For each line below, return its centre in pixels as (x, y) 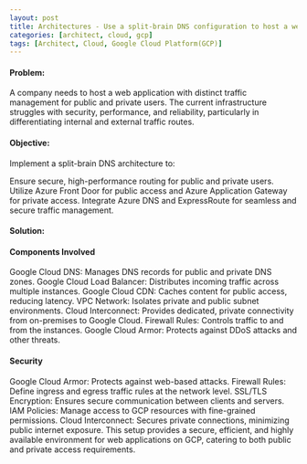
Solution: (27, 231)
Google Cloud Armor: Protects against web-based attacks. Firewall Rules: (148, 381)
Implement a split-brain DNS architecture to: (92, 163)
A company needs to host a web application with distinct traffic (128, 93)
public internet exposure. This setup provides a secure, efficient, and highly (152, 429)
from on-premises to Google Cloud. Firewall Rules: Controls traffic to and (147, 321)
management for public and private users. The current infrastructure (138, 102)
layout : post (34, 18)
